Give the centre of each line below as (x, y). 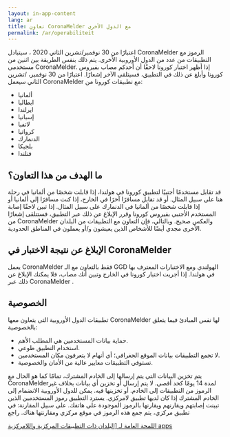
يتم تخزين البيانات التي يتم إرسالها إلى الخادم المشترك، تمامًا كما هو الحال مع (105, 376)
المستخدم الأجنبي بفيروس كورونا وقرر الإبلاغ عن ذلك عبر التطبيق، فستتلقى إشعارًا (112, 214)
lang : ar (20, 20)
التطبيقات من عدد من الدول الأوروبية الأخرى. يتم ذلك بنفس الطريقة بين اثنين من (110, 60)
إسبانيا (26, 117)
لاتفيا (24, 124)
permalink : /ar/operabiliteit (51, 33)
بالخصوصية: (23, 327)
